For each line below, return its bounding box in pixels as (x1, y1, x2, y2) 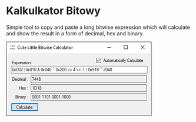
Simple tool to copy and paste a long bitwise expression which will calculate (6, 24, 190, 31)
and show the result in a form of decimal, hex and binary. (6, 29, 144, 37)
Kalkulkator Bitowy (6, 4, 101, 18)
